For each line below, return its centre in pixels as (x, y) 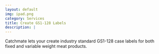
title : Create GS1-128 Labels (36, 23)
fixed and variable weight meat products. (46, 46)
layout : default (21, 9)
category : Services (25, 18)
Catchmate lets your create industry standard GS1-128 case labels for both (80, 41)
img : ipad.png (19, 14)
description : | (20, 27)
